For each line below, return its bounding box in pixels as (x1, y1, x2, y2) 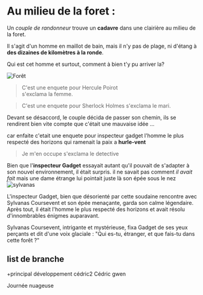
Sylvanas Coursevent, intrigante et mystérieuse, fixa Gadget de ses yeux (7, 224, 188, 231)
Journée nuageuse (7, 282, 54, 289)
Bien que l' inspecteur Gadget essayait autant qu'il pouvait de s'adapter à (7, 161, 190, 169)
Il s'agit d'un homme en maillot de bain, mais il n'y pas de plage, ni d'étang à (7, 42, 197, 50)
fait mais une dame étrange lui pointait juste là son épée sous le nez (7, 174, 176, 182)
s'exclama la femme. (21, 90, 73, 97)
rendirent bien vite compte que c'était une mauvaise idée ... (7, 120, 155, 128)
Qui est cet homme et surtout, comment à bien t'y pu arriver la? (7, 60, 165, 68)
